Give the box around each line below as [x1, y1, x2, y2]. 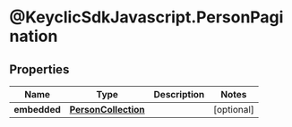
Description [153, 89, 205, 100]
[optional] [213, 104, 255, 115]
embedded [13, 104, 61, 115]
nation [9, 26, 58, 47]
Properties [9, 62, 70, 77]
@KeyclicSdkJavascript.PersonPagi [9, 7, 284, 28]
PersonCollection [69, 104, 145, 115]
